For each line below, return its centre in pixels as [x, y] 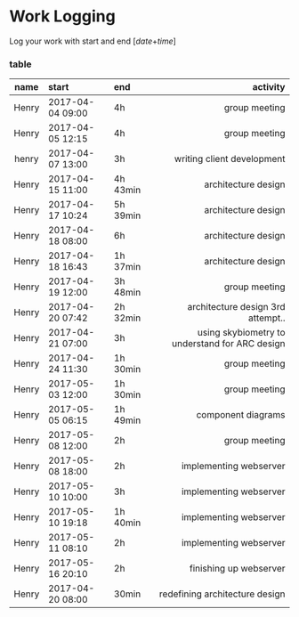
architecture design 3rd [236, 307]
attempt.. [267, 318]
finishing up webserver [237, 569]
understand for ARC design [229, 344]
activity [269, 87]
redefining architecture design [222, 594]
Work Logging [62, 16]
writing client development [230, 159]
